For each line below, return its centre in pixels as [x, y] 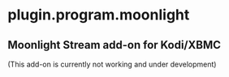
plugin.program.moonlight [99, 15]
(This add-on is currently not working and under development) [112, 64]
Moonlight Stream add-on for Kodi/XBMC [114, 45]
